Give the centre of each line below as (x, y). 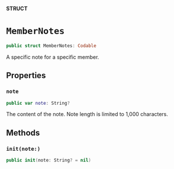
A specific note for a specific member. (53, 57)
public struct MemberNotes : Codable (51, 46)
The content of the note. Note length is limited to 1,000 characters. (87, 114)
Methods (23, 133)
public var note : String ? (38, 103)
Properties (26, 76)
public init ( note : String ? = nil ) (49, 160)
